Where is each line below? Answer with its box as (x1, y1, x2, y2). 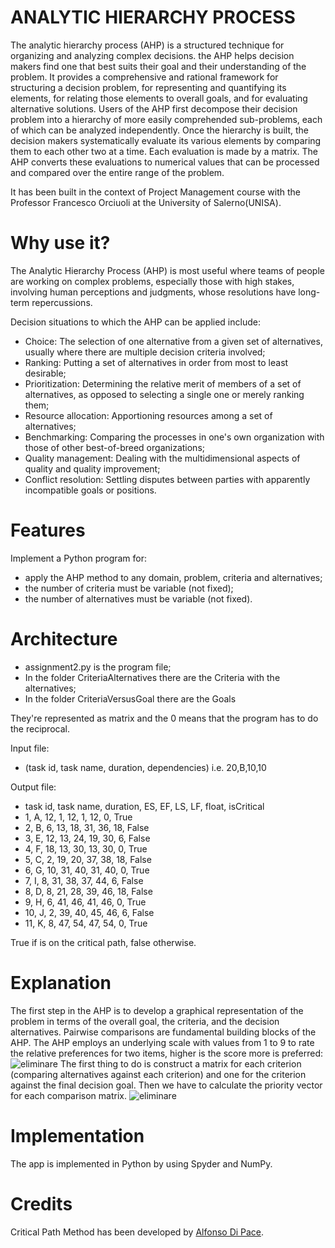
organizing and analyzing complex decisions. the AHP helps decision (10, 49, 295, 61)
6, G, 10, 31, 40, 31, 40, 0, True (24, 864, 150, 876)
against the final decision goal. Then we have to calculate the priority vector (10, 1079, 323, 1091)
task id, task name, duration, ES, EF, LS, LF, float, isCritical (24, 800, 265, 812)
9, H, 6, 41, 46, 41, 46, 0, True (24, 896, 147, 908)
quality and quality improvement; (24, 462, 161, 475)
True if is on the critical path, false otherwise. (10, 936, 197, 948)
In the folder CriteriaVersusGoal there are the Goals (24, 692, 237, 705)
